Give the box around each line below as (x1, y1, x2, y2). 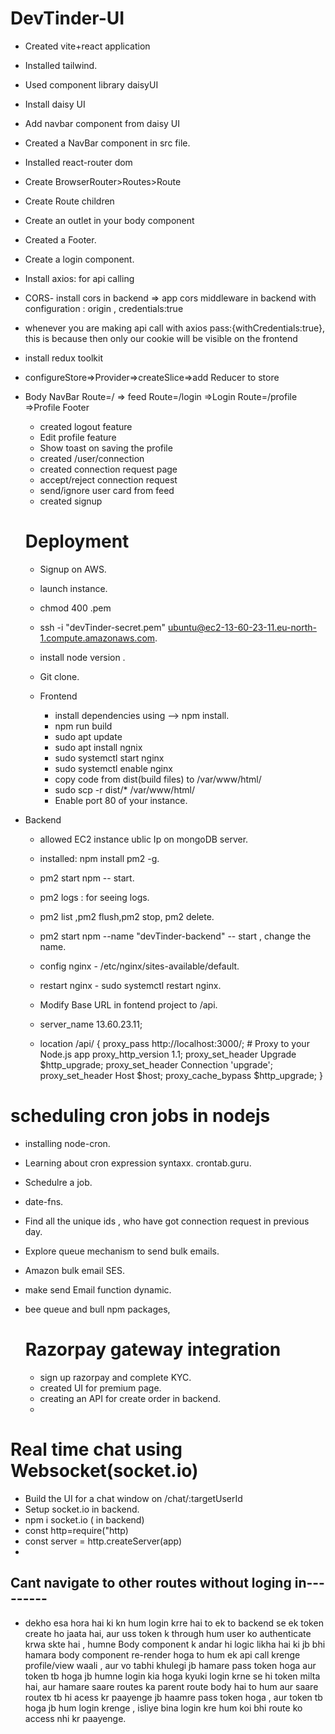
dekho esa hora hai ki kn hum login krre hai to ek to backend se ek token (24, 1617, 324, 1629)
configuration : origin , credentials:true (24, 302, 184, 314)
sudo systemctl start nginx (54, 752, 165, 764)
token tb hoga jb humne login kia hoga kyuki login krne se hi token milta (24, 1670, 321, 1682)
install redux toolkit (24, 352, 103, 364)
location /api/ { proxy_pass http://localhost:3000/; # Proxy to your (39, 1037, 310, 1049)
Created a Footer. (24, 233, 97, 246)
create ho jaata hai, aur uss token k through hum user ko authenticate (24, 1627, 312, 1639)
